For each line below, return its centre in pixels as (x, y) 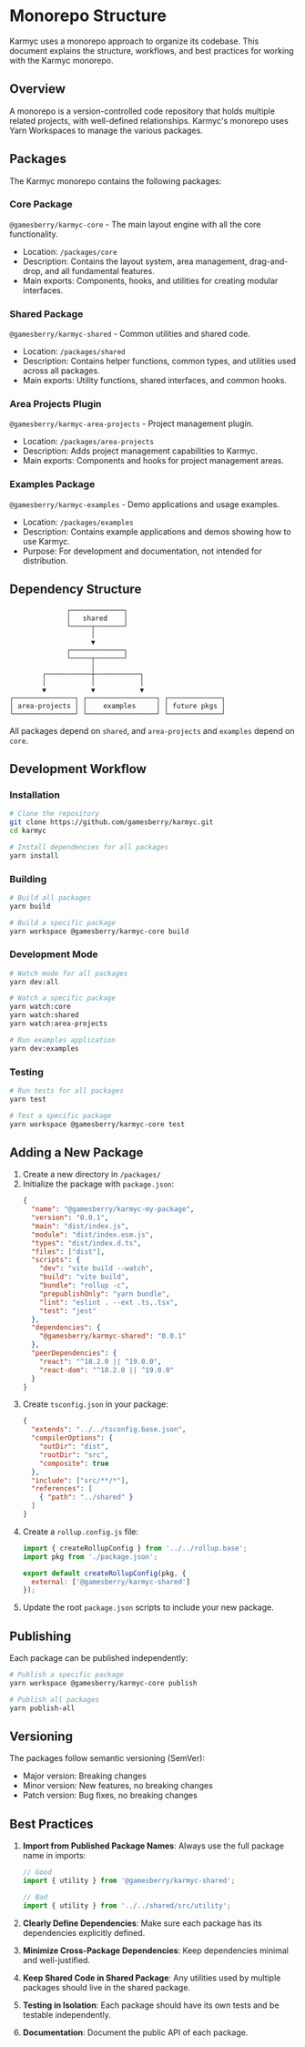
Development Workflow (78, 769)
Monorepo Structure (88, 16)
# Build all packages (51, 898)
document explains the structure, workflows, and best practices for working (152, 50)
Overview (38, 89)
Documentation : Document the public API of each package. (135, 2032)
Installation (35, 795)
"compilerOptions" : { (72, 1438)
